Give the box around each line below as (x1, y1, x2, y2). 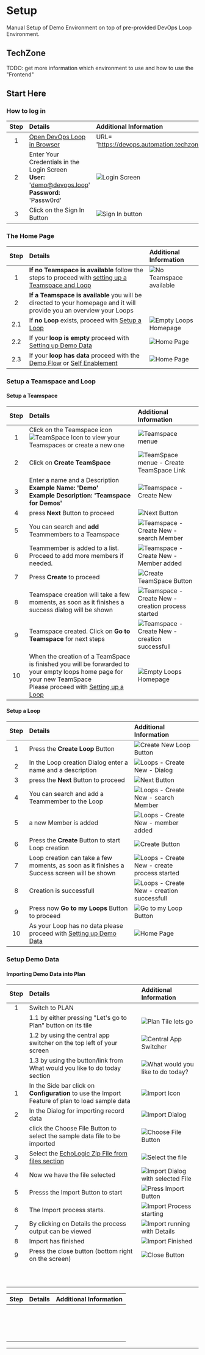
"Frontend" (6, 71, 35, 78)
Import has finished (29, 1237, 85, 1246)
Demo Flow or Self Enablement (29, 358, 118, 367)
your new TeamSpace (29, 675, 92, 684)
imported (29, 1140, 56, 1148)
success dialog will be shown (29, 605, 113, 614)
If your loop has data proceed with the (29, 351, 140, 360)
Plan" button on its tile (29, 1021, 93, 1030)
